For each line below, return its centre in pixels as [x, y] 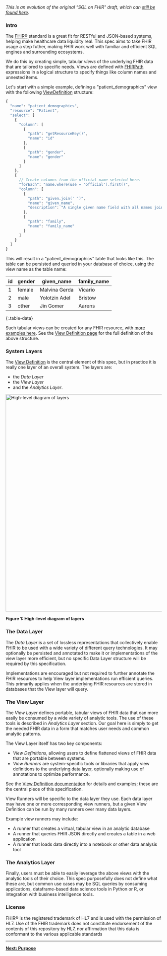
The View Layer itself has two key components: [54, 743]
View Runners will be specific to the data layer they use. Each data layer [79, 799]
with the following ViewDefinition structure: [50, 92]
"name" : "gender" [46, 157]
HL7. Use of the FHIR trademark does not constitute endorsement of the [79, 923]
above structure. [22, 338]
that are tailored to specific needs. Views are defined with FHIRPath [75, 67]
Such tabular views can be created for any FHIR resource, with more [75, 328]
